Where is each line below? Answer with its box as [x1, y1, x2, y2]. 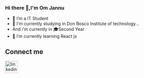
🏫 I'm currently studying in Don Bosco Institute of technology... [12, 21, 140, 26]
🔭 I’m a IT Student [12, 16, 49, 22]
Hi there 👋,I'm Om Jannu [5, 4, 65, 11]
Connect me [5, 48, 43, 56]
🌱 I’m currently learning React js [12, 33, 77, 39]
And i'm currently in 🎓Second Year [12, 26, 85, 32]
